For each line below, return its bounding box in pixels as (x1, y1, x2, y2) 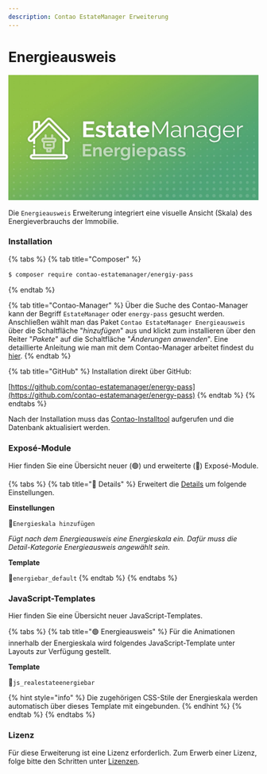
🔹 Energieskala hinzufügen (8, 519, 95, 528)
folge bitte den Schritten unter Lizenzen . (8, 756, 141, 766)
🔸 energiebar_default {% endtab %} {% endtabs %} (8, 573, 178, 583)
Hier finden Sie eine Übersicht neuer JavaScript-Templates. (8, 611, 203, 621)
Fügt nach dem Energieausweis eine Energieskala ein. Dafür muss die (8, 534, 238, 544)
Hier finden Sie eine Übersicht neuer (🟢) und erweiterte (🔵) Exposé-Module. (8, 461, 259, 470)
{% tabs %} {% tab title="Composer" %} (8, 254, 141, 264)
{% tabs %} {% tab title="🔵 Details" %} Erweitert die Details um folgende (8, 479, 247, 489)
